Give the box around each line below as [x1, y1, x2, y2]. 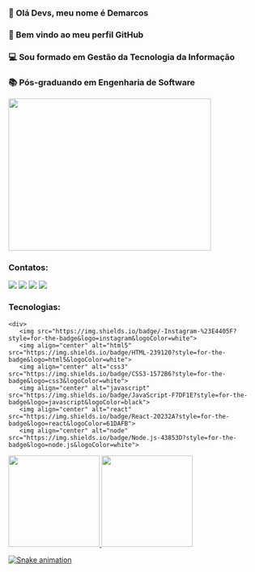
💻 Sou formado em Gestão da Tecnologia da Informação [8, 51, 235, 62]
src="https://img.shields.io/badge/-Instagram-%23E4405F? [37, 327, 237, 335]
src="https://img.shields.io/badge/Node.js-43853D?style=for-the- [8, 433, 237, 441]
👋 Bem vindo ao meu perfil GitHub [8, 28, 144, 40]
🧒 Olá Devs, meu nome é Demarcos [8, 7, 149, 19]
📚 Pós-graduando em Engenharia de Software [8, 76, 196, 88]
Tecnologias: [8, 302, 61, 313]
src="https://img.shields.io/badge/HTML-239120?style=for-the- [8, 348, 227, 356]
